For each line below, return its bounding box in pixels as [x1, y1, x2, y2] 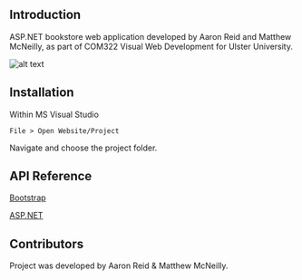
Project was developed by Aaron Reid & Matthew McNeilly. [9, 260, 229, 271]
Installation [9, 85, 74, 101]
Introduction [9, 7, 82, 23]
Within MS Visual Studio [9, 109, 100, 120]
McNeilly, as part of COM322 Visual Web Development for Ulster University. [9, 41, 293, 52]
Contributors [9, 236, 84, 252]
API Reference [9, 169, 93, 184]
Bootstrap [9, 192, 47, 203]
